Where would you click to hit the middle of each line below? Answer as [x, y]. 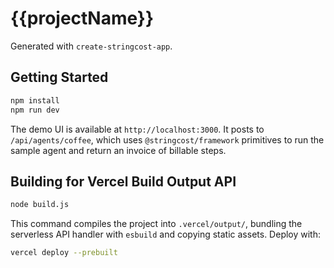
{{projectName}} [82, 18]
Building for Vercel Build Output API [123, 181]
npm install [35, 100]
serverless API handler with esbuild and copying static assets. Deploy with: [166, 234]
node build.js [40, 205]
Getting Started [59, 77]
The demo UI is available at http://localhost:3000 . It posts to [137, 129]
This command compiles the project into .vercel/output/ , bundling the [156, 224]
